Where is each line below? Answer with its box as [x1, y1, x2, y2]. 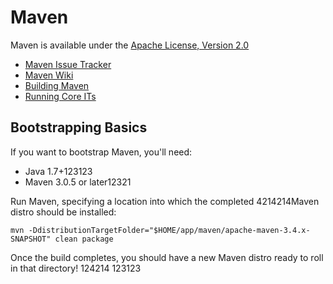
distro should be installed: [10, 206, 117, 218]
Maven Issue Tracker [24, 58, 112, 70]
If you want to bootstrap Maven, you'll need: [10, 146, 193, 158]
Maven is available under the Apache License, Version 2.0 [10, 39, 250, 51]
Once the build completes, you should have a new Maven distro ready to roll [10, 251, 324, 263]
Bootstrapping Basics [10, 119, 148, 136]
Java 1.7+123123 [24, 165, 93, 177]
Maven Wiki [24, 69, 74, 81]
